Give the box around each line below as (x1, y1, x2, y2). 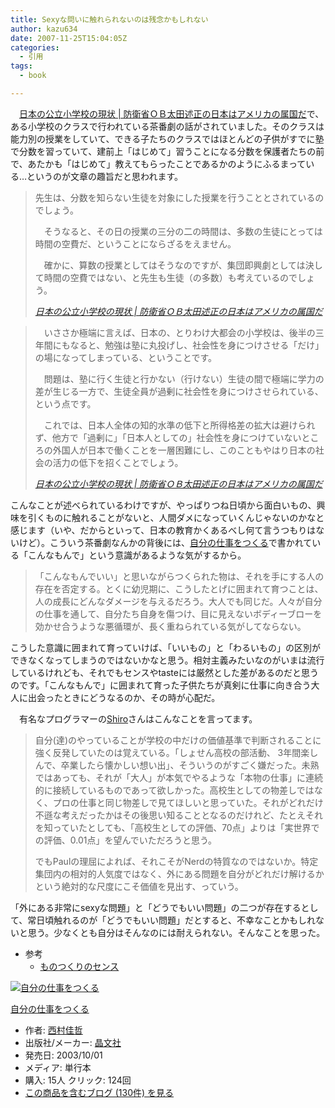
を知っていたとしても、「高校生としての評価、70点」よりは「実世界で (34, 821, 320, 833)
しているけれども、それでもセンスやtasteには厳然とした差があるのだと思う (10, 666, 319, 678)
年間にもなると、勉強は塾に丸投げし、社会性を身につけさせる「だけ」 (34, 339, 325, 351)
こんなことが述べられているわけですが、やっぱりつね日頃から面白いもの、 (10, 499, 317, 511)
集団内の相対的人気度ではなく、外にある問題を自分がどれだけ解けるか (34, 867, 325, 880)
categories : (10, 42, 60, 53)
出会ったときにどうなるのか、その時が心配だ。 (27, 691, 221, 703)
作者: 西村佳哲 (24, 1024, 83, 1036)
